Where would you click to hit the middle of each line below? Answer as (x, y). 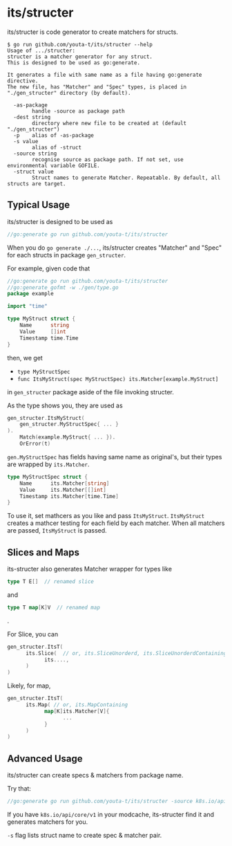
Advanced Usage (45, 758)
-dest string (32, 117)
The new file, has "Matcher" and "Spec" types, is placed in (97, 87)
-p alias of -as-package (54, 135)
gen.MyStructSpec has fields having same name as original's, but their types (115, 457)
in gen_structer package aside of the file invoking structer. (90, 392)
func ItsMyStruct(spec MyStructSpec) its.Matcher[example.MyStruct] (118, 379)
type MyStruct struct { (41, 319)
